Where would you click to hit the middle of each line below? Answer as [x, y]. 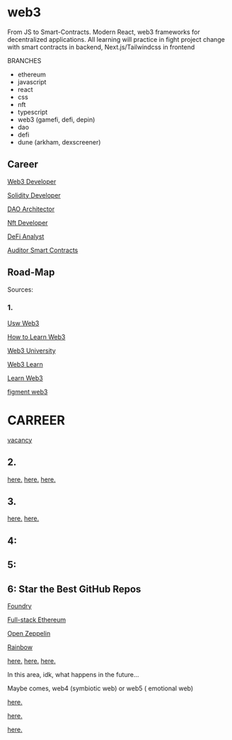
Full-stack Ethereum [36, 620]
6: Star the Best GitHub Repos [74, 589]
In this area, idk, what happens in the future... [73, 675]
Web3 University [32, 351]
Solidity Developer [34, 195]
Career [23, 165]
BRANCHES [24, 60]
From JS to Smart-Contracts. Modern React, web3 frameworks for [104, 32]
